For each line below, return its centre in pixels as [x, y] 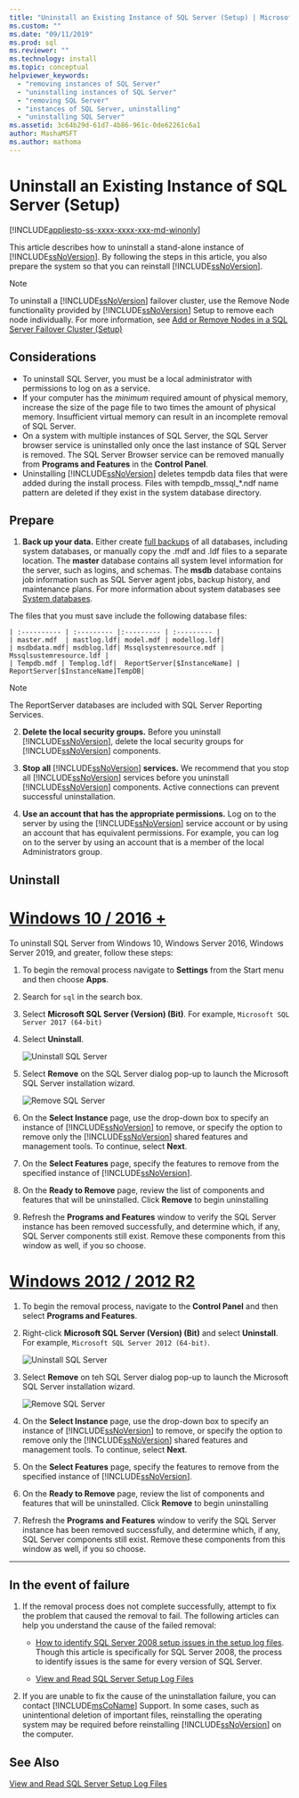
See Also [34, 1762]
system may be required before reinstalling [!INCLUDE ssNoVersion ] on [152, 1725]
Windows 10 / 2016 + [88, 918]
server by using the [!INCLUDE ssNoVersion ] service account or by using [155, 824]
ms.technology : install [53, 59]
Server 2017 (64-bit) [62, 1023]
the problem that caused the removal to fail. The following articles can [150, 1616]
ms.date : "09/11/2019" [51, 34]
